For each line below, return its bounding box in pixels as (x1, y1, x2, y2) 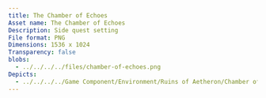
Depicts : (8, 70, 37, 78)
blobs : (8, 56, 30, 64)
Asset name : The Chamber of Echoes (8, 19, 126, 27)
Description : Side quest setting (8, 26, 119, 34)
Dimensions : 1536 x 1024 (8, 41, 90, 49)
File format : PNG (8, 33, 66, 42)
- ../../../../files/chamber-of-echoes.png (15, 63, 161, 71)
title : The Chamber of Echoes (8, 11, 108, 20)
